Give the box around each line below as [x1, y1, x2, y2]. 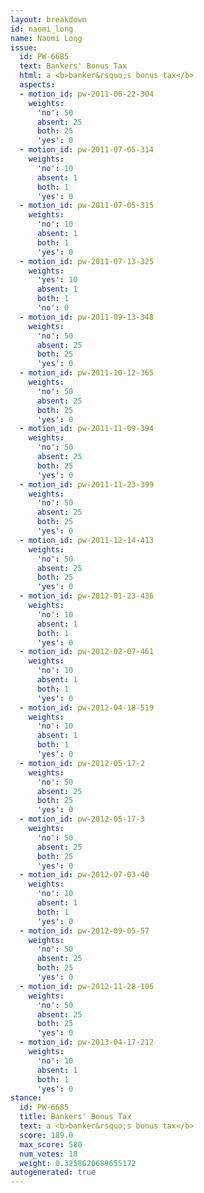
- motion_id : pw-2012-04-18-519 [19, 702, 155, 713]
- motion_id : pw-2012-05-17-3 [19, 814, 145, 825]
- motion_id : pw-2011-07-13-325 [19, 256, 155, 266]
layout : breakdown [10, 14, 87, 25]
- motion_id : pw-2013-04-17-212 [19, 1037, 155, 1048]
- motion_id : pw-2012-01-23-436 [19, 591, 155, 601]
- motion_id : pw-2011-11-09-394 [19, 424, 155, 434]
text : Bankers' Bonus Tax [19, 61, 128, 71]
